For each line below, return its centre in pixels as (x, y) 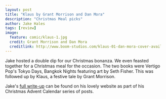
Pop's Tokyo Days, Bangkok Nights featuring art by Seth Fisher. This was (79, 71)
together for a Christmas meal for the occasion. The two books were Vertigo (83, 66)
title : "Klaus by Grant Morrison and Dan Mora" (55, 14)
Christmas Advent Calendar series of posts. (49, 91)
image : (12, 33)
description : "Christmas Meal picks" (44, 19)
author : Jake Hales (25, 24)
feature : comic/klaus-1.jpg (39, 38)
